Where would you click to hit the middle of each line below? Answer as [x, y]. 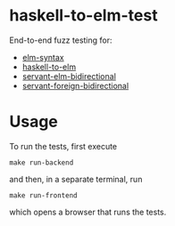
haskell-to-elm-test [83, 16]
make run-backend [42, 162]
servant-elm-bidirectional [69, 76]
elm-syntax [43, 57]
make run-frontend [43, 195]
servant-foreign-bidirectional [75, 85]
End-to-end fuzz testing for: [61, 40]
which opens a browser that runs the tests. [88, 212]
